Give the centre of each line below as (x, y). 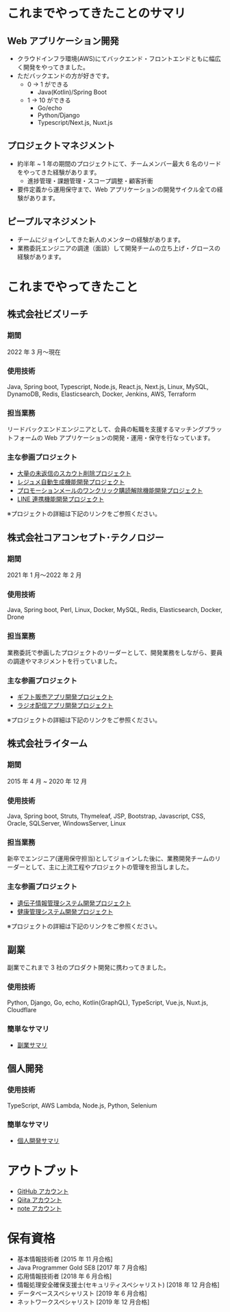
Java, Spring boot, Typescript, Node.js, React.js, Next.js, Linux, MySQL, (108, 386)
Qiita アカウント (39, 1199)
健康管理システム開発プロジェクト (65, 911)
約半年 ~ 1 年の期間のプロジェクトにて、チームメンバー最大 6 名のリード (119, 163)
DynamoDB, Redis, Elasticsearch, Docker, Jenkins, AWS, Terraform (102, 394)
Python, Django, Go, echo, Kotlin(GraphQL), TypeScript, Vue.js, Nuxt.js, (108, 1003)
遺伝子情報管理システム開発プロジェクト (74, 903)
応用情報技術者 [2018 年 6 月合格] (64, 1276)
